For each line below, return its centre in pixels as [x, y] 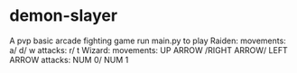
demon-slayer [64, 16]
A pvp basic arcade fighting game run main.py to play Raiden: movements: [148, 41]
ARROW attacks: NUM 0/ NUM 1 [69, 59]
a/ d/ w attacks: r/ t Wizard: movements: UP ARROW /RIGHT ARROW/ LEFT [148, 50]
